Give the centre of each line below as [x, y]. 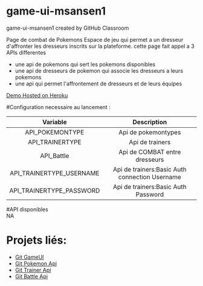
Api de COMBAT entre [150, 151]
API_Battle [55, 156]
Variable [54, 122]
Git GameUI [29, 257]
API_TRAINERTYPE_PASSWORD [55, 190]
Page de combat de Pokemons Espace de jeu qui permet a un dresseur [95, 39]
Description [150, 122]
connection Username [150, 177]
